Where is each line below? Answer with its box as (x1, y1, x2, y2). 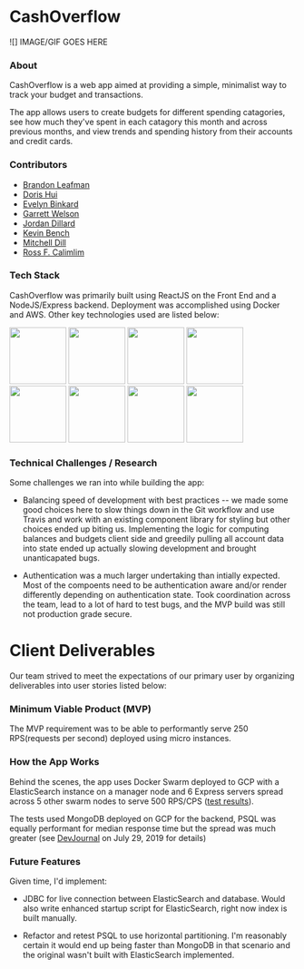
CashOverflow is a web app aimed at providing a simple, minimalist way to (9, 80, 288, 91)
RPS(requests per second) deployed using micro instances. (9, 733, 231, 744)
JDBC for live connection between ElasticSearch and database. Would (22, 893, 286, 904)
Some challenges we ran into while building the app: (9, 477, 205, 488)
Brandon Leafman (22, 179, 91, 190)
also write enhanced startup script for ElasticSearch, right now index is (22, 903, 288, 914)
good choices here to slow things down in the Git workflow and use (22, 504, 275, 515)
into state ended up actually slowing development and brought (22, 543, 257, 554)
